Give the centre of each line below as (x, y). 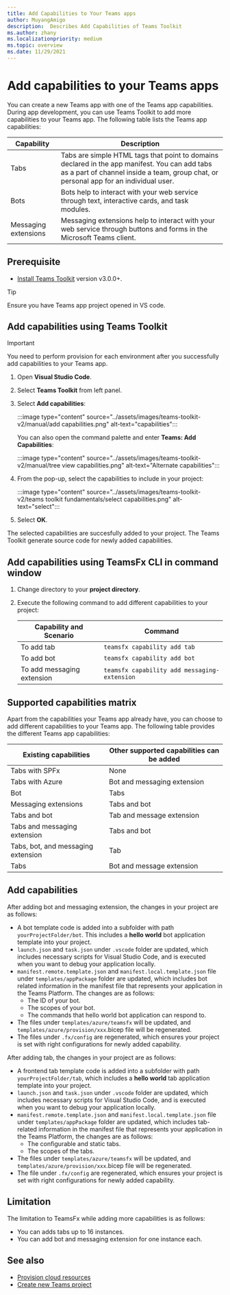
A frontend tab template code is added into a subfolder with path (108, 1070)
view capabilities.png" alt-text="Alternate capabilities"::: (141, 466)
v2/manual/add (38, 424)
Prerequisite (34, 262)
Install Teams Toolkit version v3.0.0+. (69, 278)
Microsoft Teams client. (98, 238)
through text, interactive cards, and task (125, 200)
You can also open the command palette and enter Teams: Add (106, 437)
